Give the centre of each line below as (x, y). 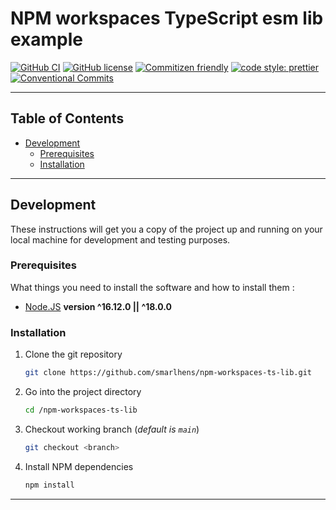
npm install (49, 485)
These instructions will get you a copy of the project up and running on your (166, 229)
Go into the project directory (83, 392)
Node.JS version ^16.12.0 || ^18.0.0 (98, 306)
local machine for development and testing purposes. (120, 239)
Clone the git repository (73, 354)
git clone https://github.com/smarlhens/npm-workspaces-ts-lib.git (168, 373)
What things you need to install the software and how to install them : (152, 287)
